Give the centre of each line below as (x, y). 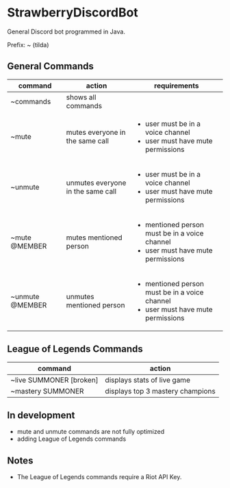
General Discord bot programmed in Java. (66, 31)
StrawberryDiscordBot (73, 13)
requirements (177, 86)
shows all (81, 97)
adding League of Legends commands (72, 439)
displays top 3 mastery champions (160, 391)
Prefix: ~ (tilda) (28, 44)
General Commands (50, 66)
